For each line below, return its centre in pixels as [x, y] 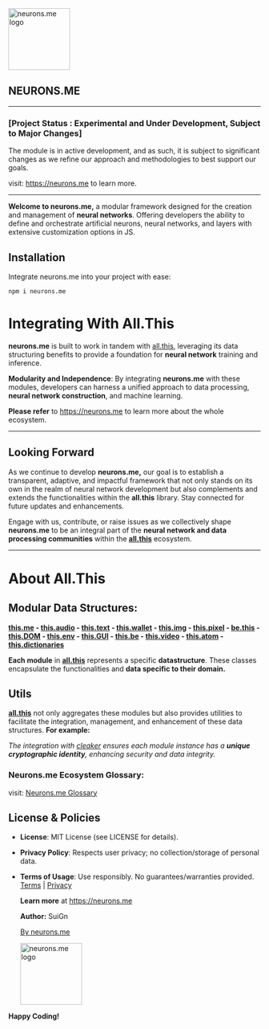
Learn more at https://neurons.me [76, 901]
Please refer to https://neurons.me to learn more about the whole [116, 411]
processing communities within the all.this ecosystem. [100, 538]
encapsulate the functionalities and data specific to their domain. [117, 668]
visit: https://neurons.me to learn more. [73, 183]
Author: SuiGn [44, 917]
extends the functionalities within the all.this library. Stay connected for [126, 497]
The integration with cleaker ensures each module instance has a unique [129, 745]
